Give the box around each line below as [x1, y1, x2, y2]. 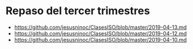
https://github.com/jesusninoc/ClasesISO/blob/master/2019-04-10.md [14, 36, 187, 43]
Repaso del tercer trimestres [5, 4, 151, 18]
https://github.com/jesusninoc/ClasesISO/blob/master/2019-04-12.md [14, 30, 187, 37]
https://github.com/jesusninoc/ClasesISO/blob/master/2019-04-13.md [14, 24, 187, 31]
